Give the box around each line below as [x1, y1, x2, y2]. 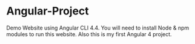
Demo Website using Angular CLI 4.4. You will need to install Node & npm [6, 24, 190, 31]
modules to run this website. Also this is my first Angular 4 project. [6, 30, 172, 37]
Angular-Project [6, 4, 89, 18]
